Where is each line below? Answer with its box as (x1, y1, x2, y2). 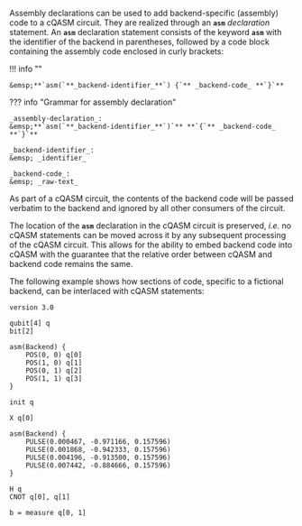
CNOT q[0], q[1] (9, 493, 70, 502)
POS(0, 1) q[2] (25, 366, 83, 375)
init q (9, 398, 34, 407)
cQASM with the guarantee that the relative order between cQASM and (9, 249, 272, 260)
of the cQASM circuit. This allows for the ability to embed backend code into (9, 239, 293, 250)
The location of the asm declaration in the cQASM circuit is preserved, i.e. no (9, 220, 291, 231)
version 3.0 (9, 303, 54, 312)
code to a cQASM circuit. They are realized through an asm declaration (9, 17, 270, 28)
